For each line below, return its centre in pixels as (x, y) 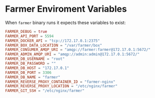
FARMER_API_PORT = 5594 (30, 36)
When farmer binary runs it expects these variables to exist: (65, 23)
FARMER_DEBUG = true (26, 31)
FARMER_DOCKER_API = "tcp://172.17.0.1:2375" (52, 41)
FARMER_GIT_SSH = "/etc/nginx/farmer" (45, 91)
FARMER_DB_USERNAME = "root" (35, 59)
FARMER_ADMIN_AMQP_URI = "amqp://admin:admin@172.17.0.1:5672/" (72, 54)
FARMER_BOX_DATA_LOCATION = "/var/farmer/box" (54, 45)
